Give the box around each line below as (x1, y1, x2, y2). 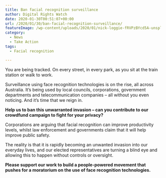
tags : (5, 44, 16, 49)
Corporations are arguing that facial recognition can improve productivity (5, 122, 154, 128)
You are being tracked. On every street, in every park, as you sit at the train (5, 66, 158, 72)
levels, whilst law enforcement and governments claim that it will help (5, 127, 147, 133)
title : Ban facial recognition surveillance (5, 7, 98, 12)
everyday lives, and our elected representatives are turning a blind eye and (5, 147, 158, 153)
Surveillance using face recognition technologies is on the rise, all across (5, 81, 154, 87)
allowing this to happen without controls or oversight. (5, 152, 114, 158)
